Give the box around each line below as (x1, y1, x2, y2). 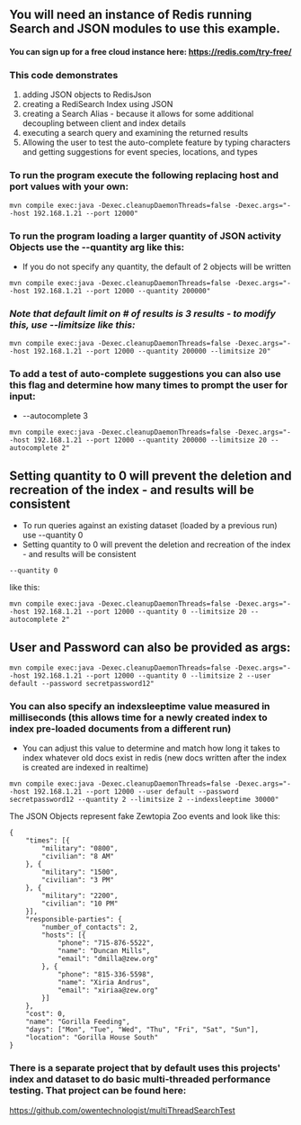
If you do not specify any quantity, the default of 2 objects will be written (22, 261, 292, 272)
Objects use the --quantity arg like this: (9, 240, 185, 253)
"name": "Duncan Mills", (57, 947, 151, 956)
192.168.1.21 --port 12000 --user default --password (32, 787, 240, 796)
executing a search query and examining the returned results (22, 128, 249, 139)
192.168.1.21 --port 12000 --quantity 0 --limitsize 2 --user (32, 671, 271, 680)
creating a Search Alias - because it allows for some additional (22, 108, 254, 120)
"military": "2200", (41, 891, 119, 901)
